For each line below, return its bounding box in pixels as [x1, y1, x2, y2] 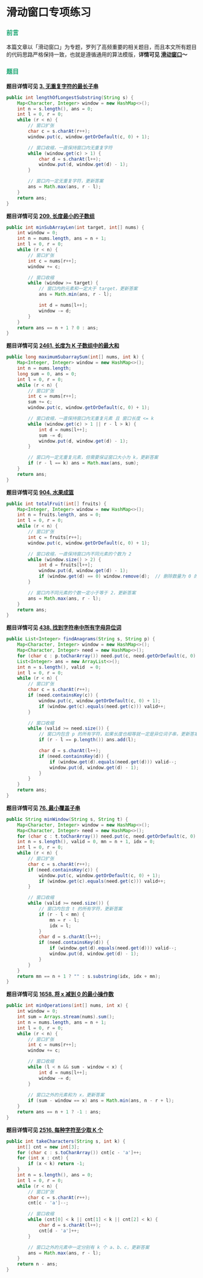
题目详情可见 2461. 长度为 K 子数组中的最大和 [6, 342, 120, 349]
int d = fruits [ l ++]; [38, 562, 94, 568]
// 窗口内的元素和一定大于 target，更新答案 [38, 286, 138, 292]
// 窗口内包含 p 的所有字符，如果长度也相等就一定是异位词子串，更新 [38, 731, 190, 737]
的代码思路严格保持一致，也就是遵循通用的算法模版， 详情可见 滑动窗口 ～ [6, 51, 188, 58]
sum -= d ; [38, 432, 63, 438]
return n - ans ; [17, 1261, 59, 1267]
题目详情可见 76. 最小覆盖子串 [6, 804, 80, 811]
